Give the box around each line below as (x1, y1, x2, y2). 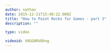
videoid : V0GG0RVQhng (5, 39, 50, 44)
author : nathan (5, 7, 36, 12)
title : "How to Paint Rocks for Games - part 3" (5, 16, 107, 21)
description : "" (5, 21, 38, 26)
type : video (5, 30, 29, 35)
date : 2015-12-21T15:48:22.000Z (5, 12, 71, 17)
